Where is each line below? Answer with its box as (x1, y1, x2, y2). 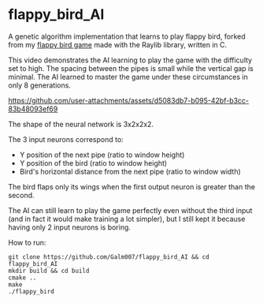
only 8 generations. (8, 80, 71, 90)
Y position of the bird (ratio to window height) (19, 158, 168, 167)
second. (8, 190, 35, 200)
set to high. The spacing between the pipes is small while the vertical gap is (8, 63, 254, 73)
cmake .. (8, 274, 37, 282)
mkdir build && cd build (8, 267, 90, 275)
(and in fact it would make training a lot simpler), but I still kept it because (8, 214, 246, 223)
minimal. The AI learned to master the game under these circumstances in (8, 72, 248, 81)
